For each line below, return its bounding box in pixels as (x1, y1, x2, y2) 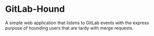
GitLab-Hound (5, 3, 65, 15)
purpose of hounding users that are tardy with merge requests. (5, 25, 134, 31)
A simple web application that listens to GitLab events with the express (5, 20, 150, 26)
